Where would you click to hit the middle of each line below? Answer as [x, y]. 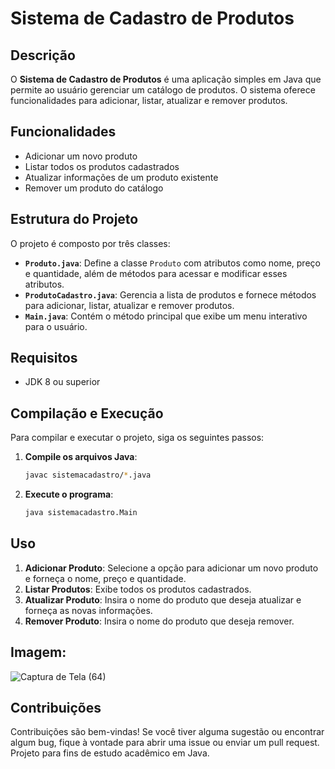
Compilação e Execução [87, 413]
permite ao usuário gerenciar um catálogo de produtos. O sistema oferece [163, 90]
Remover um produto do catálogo [94, 188]
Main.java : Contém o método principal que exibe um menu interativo [166, 316]
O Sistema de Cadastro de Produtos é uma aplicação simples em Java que [166, 79]
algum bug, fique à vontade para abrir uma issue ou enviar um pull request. [165, 743]
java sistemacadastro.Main [81, 513]
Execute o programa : [69, 494]
